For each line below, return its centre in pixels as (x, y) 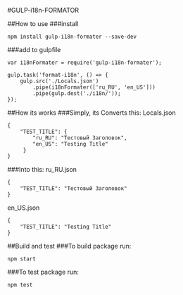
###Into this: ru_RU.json (42, 169)
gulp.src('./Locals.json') (59, 81)
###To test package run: (43, 272)
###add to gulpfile (34, 50)
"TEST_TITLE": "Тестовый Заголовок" (74, 189)
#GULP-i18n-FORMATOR (43, 10)
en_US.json (24, 208)
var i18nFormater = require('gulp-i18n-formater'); (84, 63)
